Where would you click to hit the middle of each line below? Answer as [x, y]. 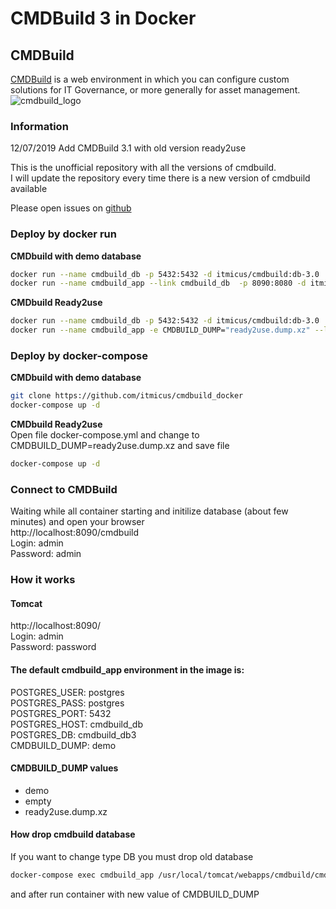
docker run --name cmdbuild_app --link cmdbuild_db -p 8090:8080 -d [158, 283]
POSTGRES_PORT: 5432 [61, 713]
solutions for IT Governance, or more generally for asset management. [155, 90]
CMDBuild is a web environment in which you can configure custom [150, 79]
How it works [43, 580]
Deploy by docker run [63, 234]
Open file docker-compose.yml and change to [105, 435]
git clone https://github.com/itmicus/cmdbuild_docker [127, 396]
